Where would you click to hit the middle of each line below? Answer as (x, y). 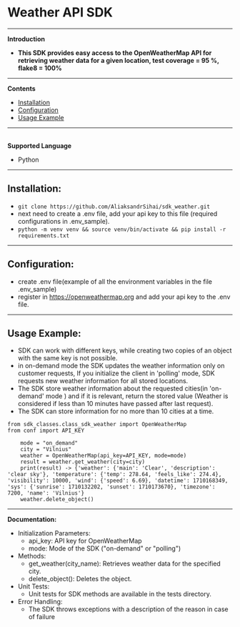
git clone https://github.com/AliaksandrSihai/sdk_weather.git (114, 207)
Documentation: (32, 520)
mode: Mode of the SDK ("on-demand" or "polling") (105, 548)
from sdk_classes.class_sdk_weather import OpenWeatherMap (97, 425)
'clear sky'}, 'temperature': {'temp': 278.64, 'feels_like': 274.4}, (115, 475)
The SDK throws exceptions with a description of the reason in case (128, 609)
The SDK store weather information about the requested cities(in (113, 389)
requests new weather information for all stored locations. (103, 381)
